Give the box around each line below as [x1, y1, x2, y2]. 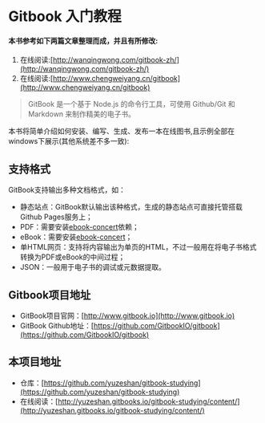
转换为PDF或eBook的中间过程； [19, 252, 126, 262]
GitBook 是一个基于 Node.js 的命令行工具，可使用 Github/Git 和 [27, 100, 236, 109]
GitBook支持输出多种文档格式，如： [8, 185, 126, 195]
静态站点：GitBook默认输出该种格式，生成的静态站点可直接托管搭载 [19, 202, 243, 212]
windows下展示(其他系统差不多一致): [8, 136, 130, 146]
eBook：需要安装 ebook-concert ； [19, 232, 133, 242]
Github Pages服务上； [19, 212, 94, 222]
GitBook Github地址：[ [19, 321, 94, 331]
